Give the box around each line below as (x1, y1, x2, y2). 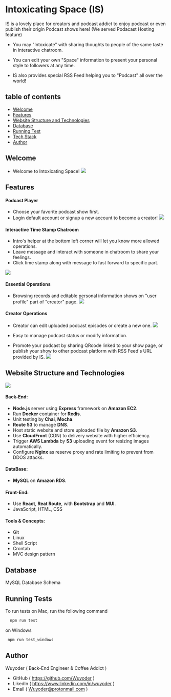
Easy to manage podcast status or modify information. (12, 332, 127, 338)
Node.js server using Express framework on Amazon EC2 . (12, 405, 138, 411)
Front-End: (5, 489, 29, 495)
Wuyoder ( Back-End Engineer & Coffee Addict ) (5, 665, 107, 671)
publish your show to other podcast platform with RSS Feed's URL (12, 347, 153, 354)
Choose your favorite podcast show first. (12, 209, 99, 215)
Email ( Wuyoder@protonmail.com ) (12, 686, 88, 692)
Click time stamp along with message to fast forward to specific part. (12, 260, 159, 266)
